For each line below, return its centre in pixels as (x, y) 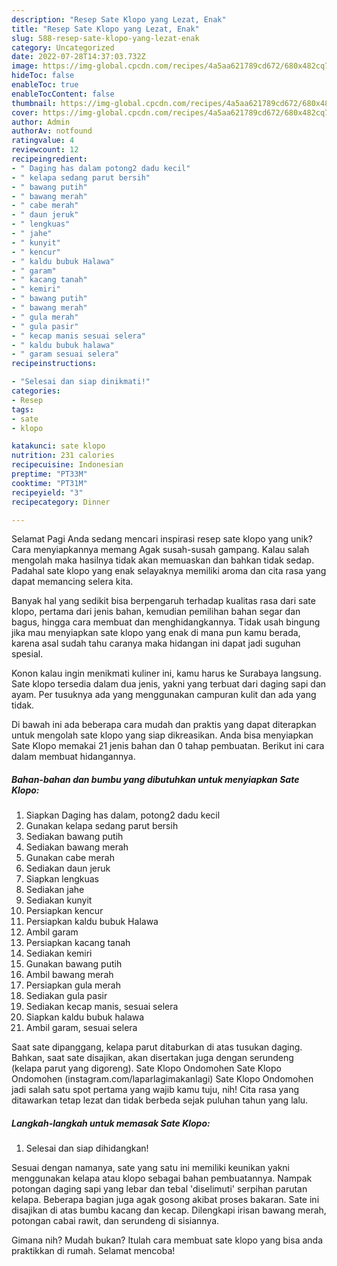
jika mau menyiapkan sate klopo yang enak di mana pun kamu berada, (156, 633)
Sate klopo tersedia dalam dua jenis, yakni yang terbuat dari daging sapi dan (169, 684)
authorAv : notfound (52, 131)
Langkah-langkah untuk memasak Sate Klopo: (111, 1123)
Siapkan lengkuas (62, 879)
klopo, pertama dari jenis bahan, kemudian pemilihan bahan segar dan (156, 612)
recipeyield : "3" (47, 492)
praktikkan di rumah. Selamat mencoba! (93, 1251)
